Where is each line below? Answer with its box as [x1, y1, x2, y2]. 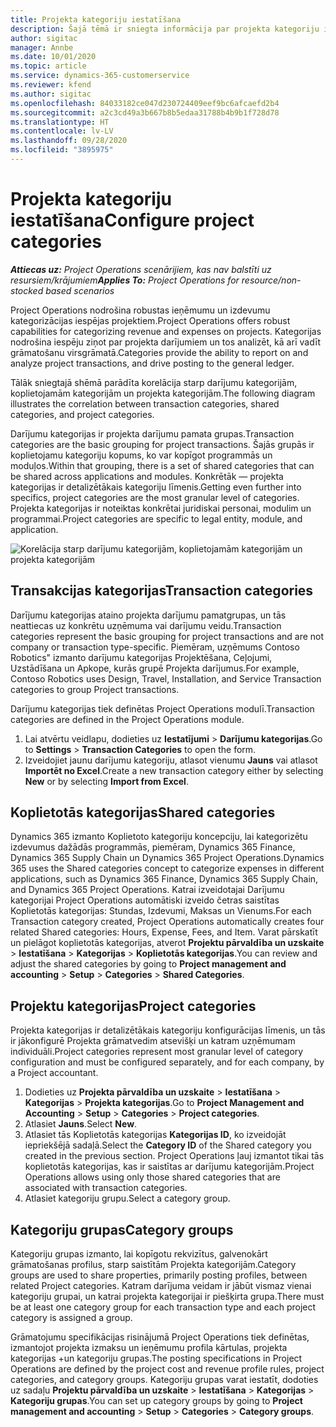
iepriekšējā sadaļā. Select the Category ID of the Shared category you [24, 1139, 312, 1151]
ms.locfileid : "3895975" [10, 145, 114, 155]
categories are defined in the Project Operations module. [10, 713, 245, 725]
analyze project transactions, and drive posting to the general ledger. [10, 357, 295, 369]
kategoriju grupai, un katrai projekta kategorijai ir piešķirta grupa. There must [10, 1291, 325, 1303]
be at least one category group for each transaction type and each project [10, 1301, 317, 1313]
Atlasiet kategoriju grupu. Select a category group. [24, 1192, 231, 1205]
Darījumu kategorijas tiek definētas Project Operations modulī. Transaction [10, 702, 315, 715]
